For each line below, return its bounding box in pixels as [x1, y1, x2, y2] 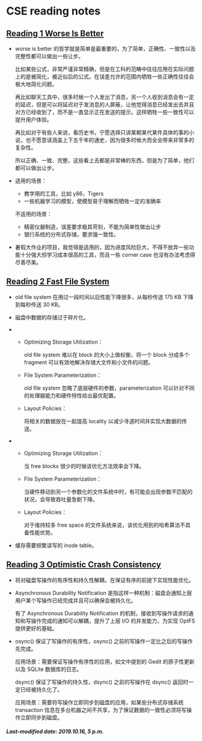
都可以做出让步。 [14, 164, 58, 172]
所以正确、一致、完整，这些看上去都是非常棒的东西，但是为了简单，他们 [14, 157, 194, 164]
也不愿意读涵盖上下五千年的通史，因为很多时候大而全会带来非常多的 [25, 136, 194, 143]
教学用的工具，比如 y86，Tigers [23, 190, 104, 197]
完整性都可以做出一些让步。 [14, 53, 84, 60]
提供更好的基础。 [14, 624, 58, 632]
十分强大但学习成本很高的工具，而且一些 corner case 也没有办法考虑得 [20, 251, 195, 258]
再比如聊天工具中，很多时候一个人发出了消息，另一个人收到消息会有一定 [14, 94, 194, 100]
